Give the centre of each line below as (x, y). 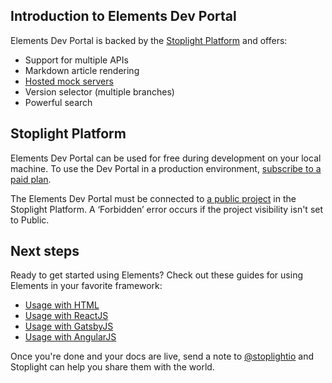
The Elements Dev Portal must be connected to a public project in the (153, 198)
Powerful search (58, 102)
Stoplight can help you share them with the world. (112, 367)
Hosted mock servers (69, 81)
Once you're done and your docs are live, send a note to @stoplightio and (162, 356)
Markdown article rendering (82, 70)
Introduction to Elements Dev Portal (123, 16)
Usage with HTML (62, 305)
